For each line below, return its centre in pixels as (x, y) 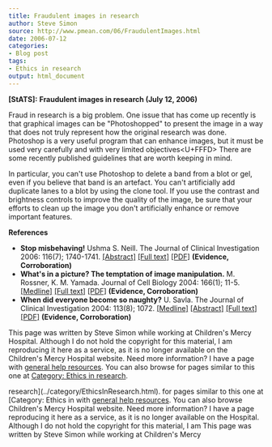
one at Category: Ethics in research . (68, 375)
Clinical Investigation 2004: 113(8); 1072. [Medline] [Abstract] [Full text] (138, 308)
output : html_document (47, 76)
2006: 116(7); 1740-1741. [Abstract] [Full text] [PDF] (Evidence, (124, 257)
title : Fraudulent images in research (74, 16)
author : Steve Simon (43, 23)
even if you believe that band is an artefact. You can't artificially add (122, 182)
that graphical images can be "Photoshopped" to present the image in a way (136, 123)
